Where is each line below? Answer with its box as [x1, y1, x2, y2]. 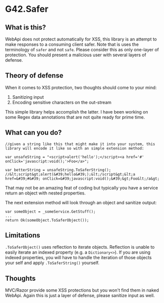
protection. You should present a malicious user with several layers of [5, 52, 146, 58]
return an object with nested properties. [5, 190, 86, 196]
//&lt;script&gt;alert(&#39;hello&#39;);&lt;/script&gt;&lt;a [5, 172, 135, 177]
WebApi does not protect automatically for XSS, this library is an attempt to [5, 36, 157, 42]
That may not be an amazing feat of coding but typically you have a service [5, 185, 159, 190]
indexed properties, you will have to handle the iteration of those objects [5, 255, 152, 261]
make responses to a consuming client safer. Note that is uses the [5, 41, 139, 47]
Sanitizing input [12, 94, 44, 100]
